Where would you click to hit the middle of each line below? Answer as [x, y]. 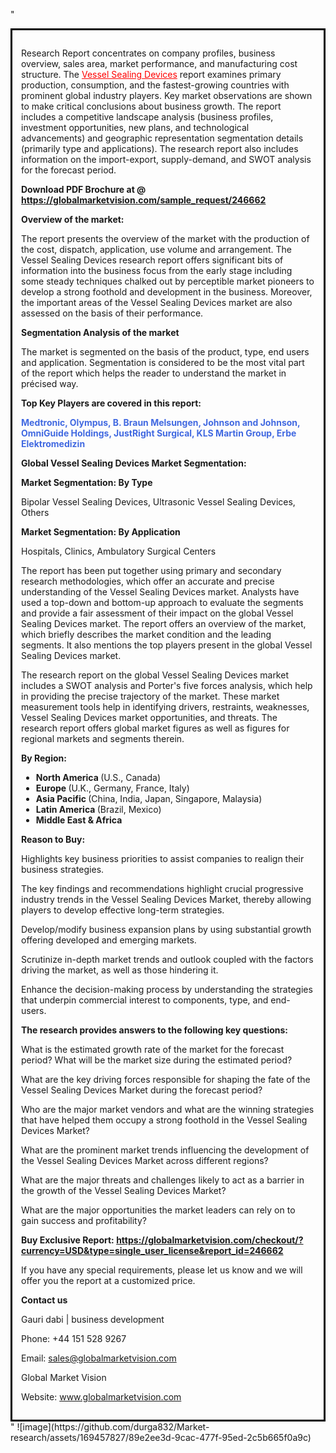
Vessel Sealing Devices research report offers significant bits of [152, 260]
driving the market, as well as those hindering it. [120, 970]
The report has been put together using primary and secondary [151, 570]
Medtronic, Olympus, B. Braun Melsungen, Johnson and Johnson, [161, 422]
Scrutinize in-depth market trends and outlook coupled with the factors [167, 959]
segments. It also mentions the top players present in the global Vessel [167, 645]
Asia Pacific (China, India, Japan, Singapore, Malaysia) [149, 798]
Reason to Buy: [53, 839]
